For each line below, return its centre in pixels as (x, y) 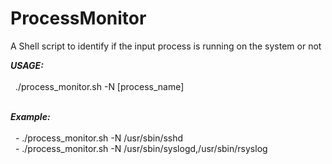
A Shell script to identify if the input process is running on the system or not (166, 46)
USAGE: (27, 65)
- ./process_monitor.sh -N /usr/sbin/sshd (99, 138)
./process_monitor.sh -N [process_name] (99, 86)
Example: (30, 116)
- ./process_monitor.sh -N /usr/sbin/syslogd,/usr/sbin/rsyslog (141, 148)
